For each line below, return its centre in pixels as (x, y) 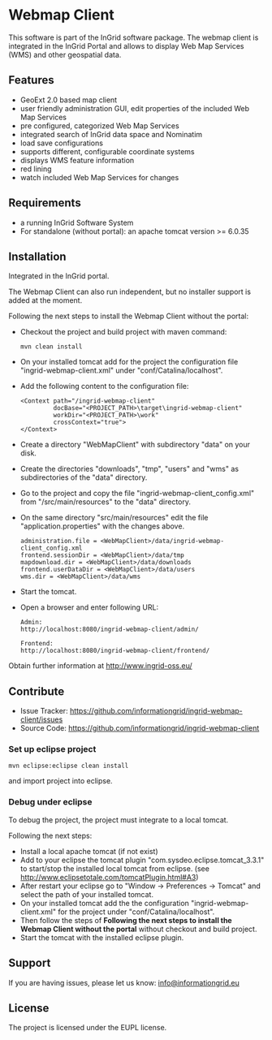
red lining (36, 169)
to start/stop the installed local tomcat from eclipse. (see (114, 868)
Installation (37, 256)
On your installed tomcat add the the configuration (104, 903)
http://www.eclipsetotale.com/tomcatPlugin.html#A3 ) (109, 877)
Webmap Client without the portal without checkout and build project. (138, 929)
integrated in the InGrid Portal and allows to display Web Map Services (127, 45)
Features (31, 80)
